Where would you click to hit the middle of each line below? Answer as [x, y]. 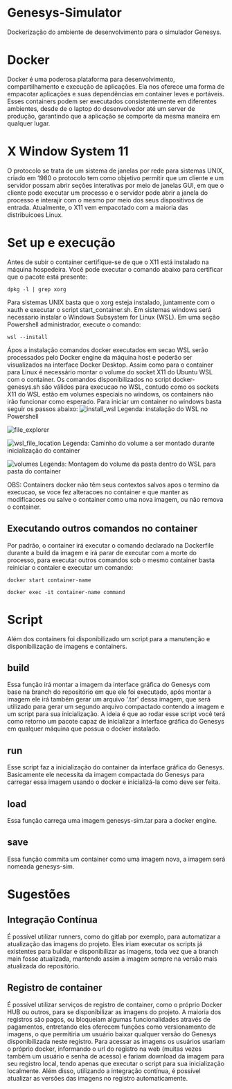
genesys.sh [24, 387]
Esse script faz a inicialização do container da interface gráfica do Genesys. [116, 767]
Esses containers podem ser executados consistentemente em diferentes [112, 101]
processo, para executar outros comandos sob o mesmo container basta [111, 560]
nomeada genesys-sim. [41, 866]
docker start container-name [49, 580]
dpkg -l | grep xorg [37, 289]
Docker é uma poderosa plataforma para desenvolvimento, [91, 79]
